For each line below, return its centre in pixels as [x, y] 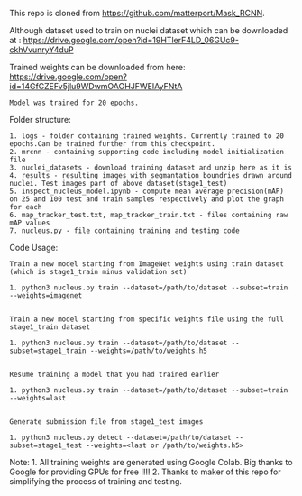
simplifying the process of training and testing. [96, 481]
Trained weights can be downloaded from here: [97, 67]
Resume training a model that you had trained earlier [114, 374]
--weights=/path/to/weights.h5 [148, 351]
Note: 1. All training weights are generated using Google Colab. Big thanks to [151, 462]
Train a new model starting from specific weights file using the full [146, 319]
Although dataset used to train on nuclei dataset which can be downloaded [149, 30]
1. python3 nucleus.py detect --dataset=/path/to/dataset [120, 437]
